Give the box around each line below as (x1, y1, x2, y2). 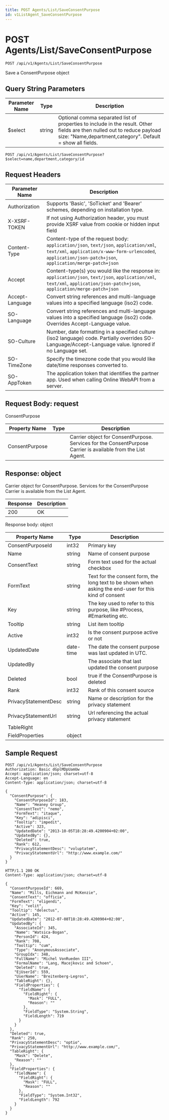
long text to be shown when (88, 579, 153, 586)
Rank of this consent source (88, 687, 154, 694)
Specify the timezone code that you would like (46, 355, 156, 362)
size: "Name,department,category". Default (58, 133, 161, 140)
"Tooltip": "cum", (14, 943, 53, 948)
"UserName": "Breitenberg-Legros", (14, 974, 89, 979)
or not (88, 635, 102, 642)
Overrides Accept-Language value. (46, 320, 131, 327)
